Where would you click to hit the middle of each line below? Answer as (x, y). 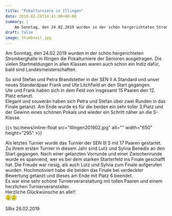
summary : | (17, 22)
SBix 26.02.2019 (23, 209)
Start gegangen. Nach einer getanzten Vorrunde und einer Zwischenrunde (84, 154)
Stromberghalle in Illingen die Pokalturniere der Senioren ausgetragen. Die (84, 58)
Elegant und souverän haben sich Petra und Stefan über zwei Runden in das (85, 101)
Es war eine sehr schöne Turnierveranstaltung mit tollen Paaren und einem (84, 181)
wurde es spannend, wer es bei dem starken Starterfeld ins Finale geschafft (85, 159)
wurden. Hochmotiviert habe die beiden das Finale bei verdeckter (74, 170)
